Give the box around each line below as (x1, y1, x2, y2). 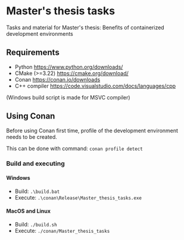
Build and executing (6, 160, 66, 168)
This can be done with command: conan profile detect (6, 145, 143, 152)
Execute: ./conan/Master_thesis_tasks (14, 227, 110, 234)
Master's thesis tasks (6, 4, 115, 18)
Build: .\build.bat (14, 188, 60, 195)
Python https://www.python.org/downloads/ (14, 63, 123, 70)
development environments (6, 30, 73, 37)
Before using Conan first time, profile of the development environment (6, 127, 179, 134)
